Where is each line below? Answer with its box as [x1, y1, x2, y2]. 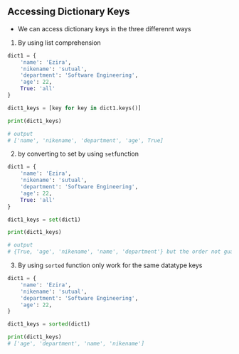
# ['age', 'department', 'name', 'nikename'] [7, 340, 144, 348]
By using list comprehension [17, 38, 101, 47]
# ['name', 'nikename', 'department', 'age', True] [7, 136, 164, 144]
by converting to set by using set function [17, 149, 139, 159]
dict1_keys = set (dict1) [7, 216, 81, 223]
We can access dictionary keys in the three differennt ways [17, 24, 192, 33]
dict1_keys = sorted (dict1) [7, 321, 91, 328]
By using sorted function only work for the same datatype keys [17, 261, 203, 269]
